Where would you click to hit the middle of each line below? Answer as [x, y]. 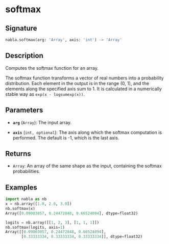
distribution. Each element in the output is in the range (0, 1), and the [77, 83]
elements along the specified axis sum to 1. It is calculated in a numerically [83, 89]
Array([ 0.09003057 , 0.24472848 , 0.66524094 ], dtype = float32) [72, 213]
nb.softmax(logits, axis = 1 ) [35, 227]
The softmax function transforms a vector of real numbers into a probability [85, 78]
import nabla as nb [26, 199]
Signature [21, 28]
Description [24, 56]
